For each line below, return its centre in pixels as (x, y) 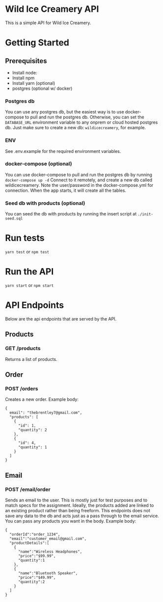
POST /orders (22, 389)
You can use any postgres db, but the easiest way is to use (65, 112)
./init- (146, 214)
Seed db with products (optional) (45, 203)
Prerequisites (26, 61)
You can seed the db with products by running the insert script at (71, 214)
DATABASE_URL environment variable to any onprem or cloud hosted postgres (81, 122)
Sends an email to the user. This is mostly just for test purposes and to (76, 500)
